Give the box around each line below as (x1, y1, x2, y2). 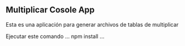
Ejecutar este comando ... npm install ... (5, 33, 105, 40)
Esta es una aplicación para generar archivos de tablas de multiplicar (5, 21, 179, 28)
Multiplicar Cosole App (5, 5, 95, 15)
